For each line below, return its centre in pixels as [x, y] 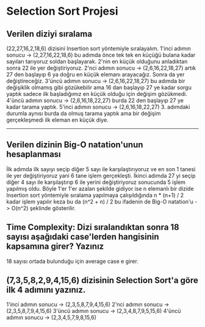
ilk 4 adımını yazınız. [46, 290]
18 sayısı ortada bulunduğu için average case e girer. [72, 261]
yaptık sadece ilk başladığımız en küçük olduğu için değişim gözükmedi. [97, 94]
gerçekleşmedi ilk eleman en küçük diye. [57, 120]
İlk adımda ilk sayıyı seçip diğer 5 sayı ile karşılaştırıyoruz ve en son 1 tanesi [101, 169]
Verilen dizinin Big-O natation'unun [75, 145]
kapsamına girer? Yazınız [55, 247]
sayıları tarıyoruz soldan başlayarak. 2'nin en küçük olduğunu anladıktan [97, 61]
